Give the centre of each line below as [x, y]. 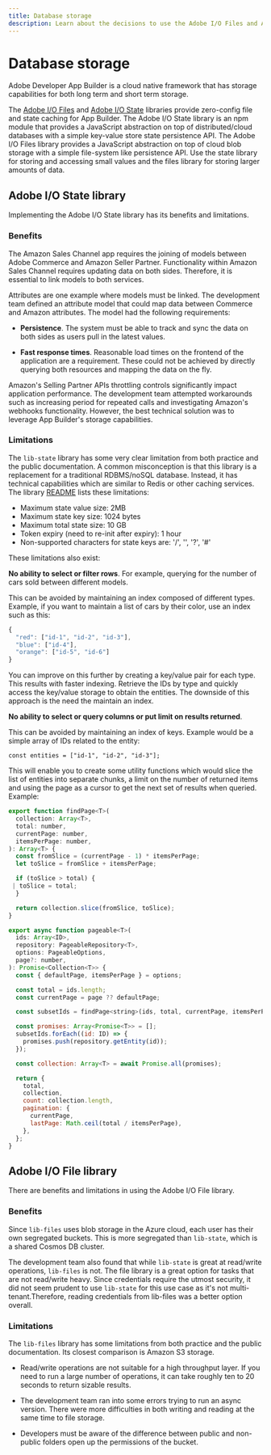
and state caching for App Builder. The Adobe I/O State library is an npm [128, 119]
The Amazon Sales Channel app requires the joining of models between [127, 253]
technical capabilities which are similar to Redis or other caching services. [131, 483]
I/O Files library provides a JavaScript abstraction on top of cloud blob [125, 144]
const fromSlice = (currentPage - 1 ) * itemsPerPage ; [108, 856]
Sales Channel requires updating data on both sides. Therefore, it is [120, 271]
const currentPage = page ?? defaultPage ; [88, 997]
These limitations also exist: [54, 558]
